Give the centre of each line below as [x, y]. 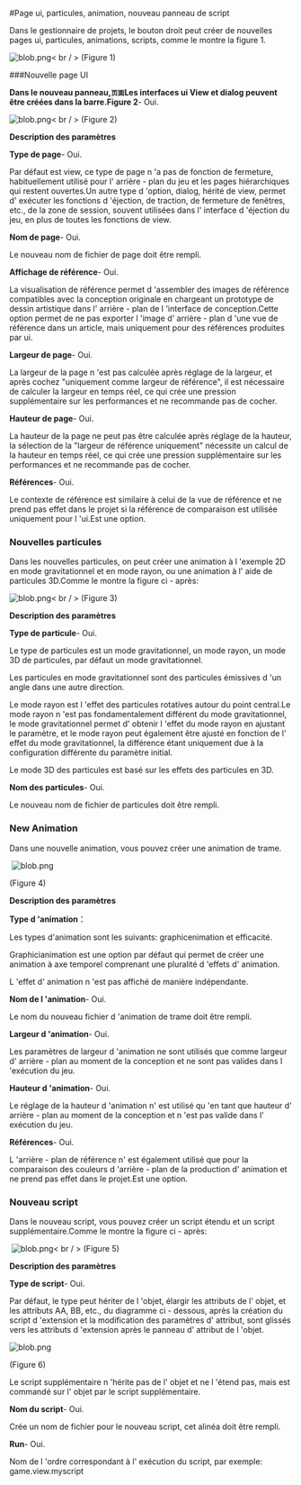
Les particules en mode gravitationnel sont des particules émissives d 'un [146, 678]
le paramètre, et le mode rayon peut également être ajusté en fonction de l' [148, 733]
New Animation [44, 828]
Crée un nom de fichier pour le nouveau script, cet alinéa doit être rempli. [145, 1426]
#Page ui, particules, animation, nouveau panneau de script [120, 13]
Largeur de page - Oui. [51, 355]
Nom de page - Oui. [45, 237]
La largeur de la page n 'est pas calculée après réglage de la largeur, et [141, 372]
